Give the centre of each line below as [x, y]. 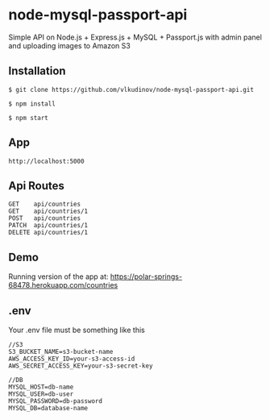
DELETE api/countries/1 [48, 233]
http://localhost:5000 [46, 161]
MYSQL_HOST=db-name [41, 387]
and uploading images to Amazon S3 [69, 45]
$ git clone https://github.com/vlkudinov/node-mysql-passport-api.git [131, 89]
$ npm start [28, 118]
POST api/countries [45, 218]
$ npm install [32, 104]
